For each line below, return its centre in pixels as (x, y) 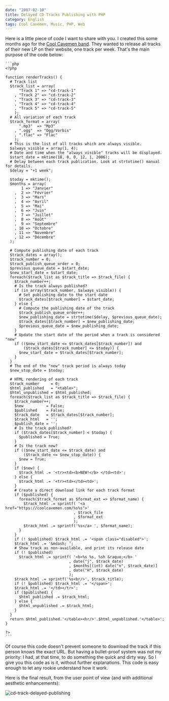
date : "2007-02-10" (26, 10)
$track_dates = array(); (36, 255)
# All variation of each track (43, 117)
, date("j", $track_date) (96, 561)
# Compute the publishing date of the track (66, 308)
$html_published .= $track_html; (54, 597)
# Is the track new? (36, 446)
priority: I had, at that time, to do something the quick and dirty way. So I (81, 657)
